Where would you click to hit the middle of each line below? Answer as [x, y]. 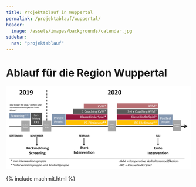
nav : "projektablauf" [38, 43]
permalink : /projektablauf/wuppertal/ [53, 18]
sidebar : [17, 37]
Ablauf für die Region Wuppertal [87, 73]
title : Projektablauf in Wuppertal [50, 12]
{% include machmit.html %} [41, 179]
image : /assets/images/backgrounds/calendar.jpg [72, 31]
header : [16, 25]
